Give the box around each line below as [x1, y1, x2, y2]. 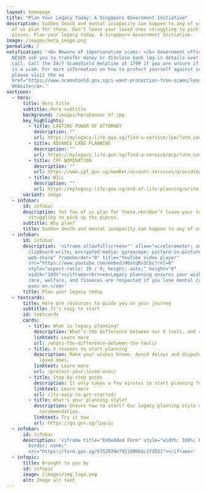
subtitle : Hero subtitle [22, 106, 86, 112]
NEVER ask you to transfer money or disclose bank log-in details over [12, 55, 199, 61]
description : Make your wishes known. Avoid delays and [33, 351, 180, 358]
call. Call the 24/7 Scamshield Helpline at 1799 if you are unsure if [12, 60, 199, 66]
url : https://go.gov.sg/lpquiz [33, 420, 114, 426]
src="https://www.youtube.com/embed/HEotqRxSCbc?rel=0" [28, 260, 174, 266]
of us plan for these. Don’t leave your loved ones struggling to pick [12, 26, 199, 33]
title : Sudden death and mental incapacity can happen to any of [22, 226, 193, 232]
